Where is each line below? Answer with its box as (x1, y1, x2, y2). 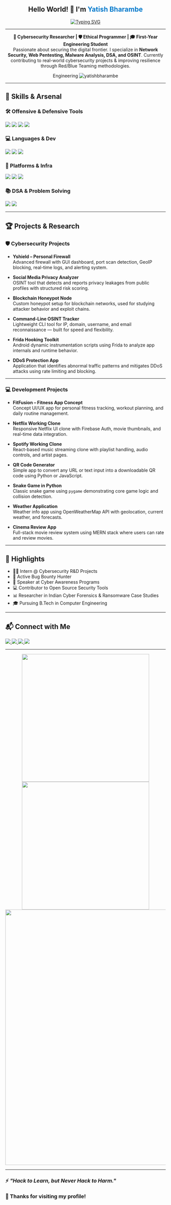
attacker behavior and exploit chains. (12, 306, 91, 312)
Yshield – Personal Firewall (12, 253, 71, 260)
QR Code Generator (12, 462, 55, 468)
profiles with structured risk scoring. (12, 285, 89, 291)
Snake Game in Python (12, 482, 62, 489)
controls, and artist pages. (12, 452, 68, 458)
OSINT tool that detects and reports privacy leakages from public (12, 280, 150, 286)
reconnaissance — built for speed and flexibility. (12, 327, 114, 333)
